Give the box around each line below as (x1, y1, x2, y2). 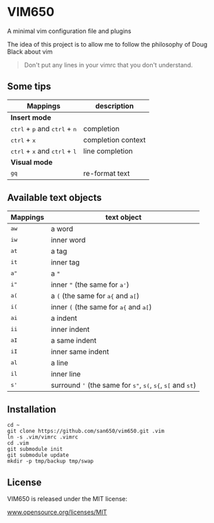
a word (50, 224, 74, 234)
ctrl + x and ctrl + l (10, 146, 77, 155)
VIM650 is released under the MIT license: (7, 495, 127, 503)
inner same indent (50, 346, 109, 356)
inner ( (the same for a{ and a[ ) (50, 302, 153, 311)
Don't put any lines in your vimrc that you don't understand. (23, 60, 193, 69)
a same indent (50, 335, 97, 345)
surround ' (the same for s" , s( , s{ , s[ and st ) (50, 380, 196, 390)
